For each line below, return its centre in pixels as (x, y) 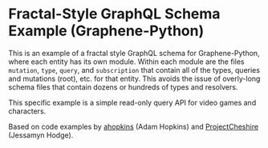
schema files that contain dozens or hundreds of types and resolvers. (123, 87)
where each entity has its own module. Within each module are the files (126, 62)
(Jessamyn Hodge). (41, 135)
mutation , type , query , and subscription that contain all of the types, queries (134, 70)
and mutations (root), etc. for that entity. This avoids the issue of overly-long (134, 78)
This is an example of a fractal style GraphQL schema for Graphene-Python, (134, 53)
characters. (27, 111)
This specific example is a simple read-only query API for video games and (132, 102)
